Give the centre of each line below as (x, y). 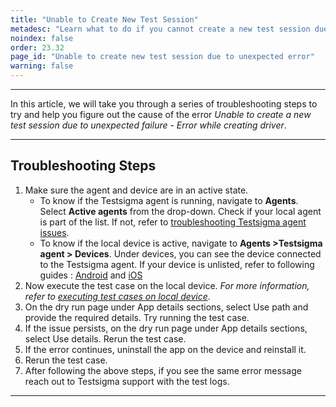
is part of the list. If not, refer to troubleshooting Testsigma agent (173, 222)
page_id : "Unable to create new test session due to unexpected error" (162, 57)
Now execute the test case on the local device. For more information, (167, 285)
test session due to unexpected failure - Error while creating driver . (148, 125)
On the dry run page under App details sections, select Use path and (166, 307)
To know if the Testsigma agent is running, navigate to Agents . (169, 200)
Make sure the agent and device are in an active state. (136, 190)
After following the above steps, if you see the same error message (163, 370)
